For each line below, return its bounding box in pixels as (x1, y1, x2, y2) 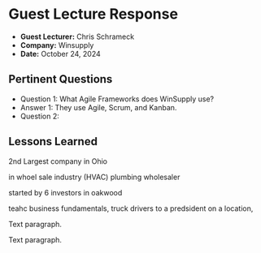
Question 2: (20, 111, 59, 121)
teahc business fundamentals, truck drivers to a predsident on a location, (8, 204, 254, 213)
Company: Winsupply (20, 40, 94, 49)
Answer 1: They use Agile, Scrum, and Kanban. (20, 102, 177, 112)
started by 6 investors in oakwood (8, 187, 123, 197)
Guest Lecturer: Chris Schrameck (20, 32, 135, 41)
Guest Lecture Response (8, 5, 179, 24)
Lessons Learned (8, 135, 98, 148)
